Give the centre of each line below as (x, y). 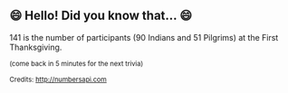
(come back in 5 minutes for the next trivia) (76, 63)
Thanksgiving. (36, 47)
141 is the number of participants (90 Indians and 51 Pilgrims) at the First (144, 37)
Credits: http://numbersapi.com (58, 79)
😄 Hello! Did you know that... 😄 (101, 16)
